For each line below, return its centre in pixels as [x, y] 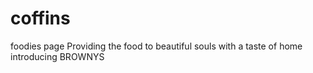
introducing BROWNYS [57, 56]
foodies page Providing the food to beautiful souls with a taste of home [156, 46]
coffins [40, 18]
